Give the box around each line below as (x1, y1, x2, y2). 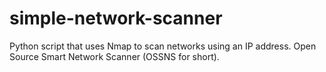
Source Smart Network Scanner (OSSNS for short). (9, 50, 220, 62)
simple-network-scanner (9, 7, 223, 30)
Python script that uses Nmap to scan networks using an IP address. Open (9, 40, 317, 52)
